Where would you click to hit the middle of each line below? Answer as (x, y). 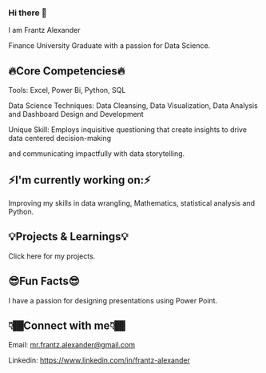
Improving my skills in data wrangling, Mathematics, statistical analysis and (132, 203)
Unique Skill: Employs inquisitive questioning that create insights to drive (128, 130)
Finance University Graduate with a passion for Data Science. (109, 46)
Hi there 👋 (28, 13)
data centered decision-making (60, 138)
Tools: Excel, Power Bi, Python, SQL (67, 90)
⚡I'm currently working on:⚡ (79, 180)
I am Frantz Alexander (44, 30)
